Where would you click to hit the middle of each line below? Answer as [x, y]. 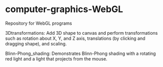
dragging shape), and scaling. [36, 43]
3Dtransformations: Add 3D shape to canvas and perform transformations [81, 33]
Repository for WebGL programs [39, 23]
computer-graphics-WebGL [64, 9]
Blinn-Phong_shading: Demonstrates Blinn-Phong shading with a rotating [81, 53]
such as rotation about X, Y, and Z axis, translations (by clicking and [75, 38]
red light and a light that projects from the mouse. [56, 58]
